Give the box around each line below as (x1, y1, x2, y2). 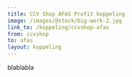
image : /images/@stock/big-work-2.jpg (7, 17, 122, 24)
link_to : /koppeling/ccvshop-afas (7, 24, 110, 31)
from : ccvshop (7, 30, 50, 38)
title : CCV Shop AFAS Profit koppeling (7, 10, 126, 18)
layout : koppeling (7, 43, 62, 51)
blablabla (7, 63, 34, 71)
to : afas (7, 37, 33, 44)
